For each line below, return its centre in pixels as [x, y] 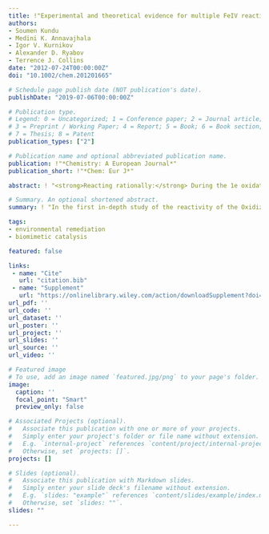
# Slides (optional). [44, 473]
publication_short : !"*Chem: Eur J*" [71, 171]
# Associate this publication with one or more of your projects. [125, 429]
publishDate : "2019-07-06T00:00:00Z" [71, 97]
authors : [23, 23]
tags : [17, 222]
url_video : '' [32, 355]
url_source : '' [34, 348]
